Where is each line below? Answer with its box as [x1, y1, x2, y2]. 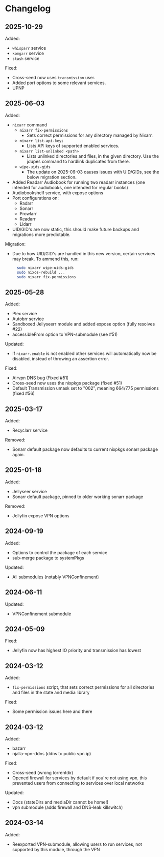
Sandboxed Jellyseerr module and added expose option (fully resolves [12, 321, 155, 327]
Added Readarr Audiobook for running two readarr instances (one [12, 179, 145, 185]
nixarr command [12, 121, 47, 128]
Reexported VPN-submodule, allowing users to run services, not [12, 841, 142, 847]
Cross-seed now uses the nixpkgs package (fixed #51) [12, 380, 122, 386]
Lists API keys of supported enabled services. [26, 143, 119, 148]
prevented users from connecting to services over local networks [12, 780, 144, 786]
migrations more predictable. [12, 232, 71, 237]
